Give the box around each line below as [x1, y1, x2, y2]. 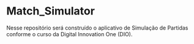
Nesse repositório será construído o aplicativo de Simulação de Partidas [6, 24, 188, 31]
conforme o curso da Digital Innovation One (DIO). [6, 30, 133, 37]
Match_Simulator [6, 4, 95, 18]
